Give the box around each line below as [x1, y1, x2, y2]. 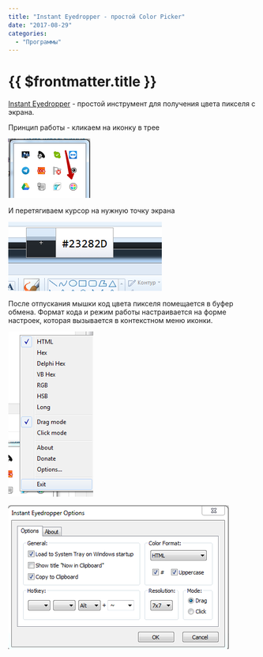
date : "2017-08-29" [8, 21, 73, 29]
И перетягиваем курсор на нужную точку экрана [8, 206, 175, 215]
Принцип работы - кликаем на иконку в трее [8, 123, 160, 132]
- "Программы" [15, 38, 62, 46]
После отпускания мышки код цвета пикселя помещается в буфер [8, 299, 234, 309]
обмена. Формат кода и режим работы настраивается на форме [8, 307, 227, 317]
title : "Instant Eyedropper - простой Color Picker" [8, 13, 186, 21]
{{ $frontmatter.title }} [8, 73, 157, 91]
